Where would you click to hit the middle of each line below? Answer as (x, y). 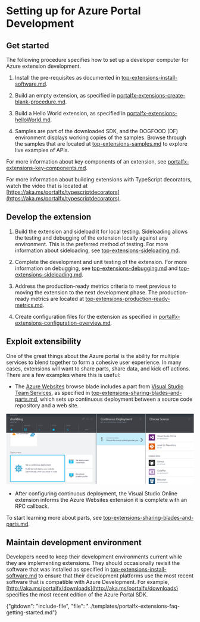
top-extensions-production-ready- (128, 299)
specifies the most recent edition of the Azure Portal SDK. (77, 595)
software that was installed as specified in (58, 570)
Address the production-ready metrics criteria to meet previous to (96, 286)
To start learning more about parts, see (54, 517)
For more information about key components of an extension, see (86, 161)
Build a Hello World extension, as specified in (70, 113)
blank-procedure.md (40, 102)
